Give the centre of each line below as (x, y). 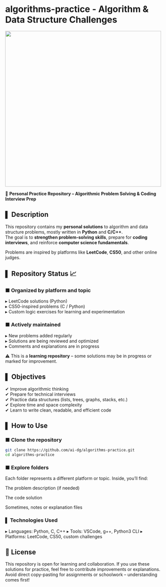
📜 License (21, 552)
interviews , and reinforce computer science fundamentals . (67, 242)
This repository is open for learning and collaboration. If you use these (77, 564)
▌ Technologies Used (32, 520)
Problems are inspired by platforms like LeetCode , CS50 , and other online (81, 252)
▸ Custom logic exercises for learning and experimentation (65, 312)
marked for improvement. (31, 361)
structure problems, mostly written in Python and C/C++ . (64, 232)
